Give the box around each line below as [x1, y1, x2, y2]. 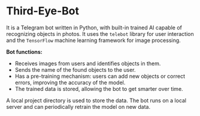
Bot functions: [6, 48, 43, 55]
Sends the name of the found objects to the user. [14, 66, 136, 73]
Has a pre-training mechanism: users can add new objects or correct [14, 72, 186, 80]
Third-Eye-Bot [6, 4, 80, 18]
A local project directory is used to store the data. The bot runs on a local [6, 97, 187, 104]
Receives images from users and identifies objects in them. [14, 60, 161, 67]
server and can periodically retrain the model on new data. [6, 103, 151, 110]
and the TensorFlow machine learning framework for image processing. [6, 36, 181, 44]
